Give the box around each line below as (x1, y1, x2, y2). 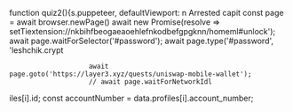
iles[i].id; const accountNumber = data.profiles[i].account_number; (9, 93, 254, 103)
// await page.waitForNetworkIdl (88, 78, 213, 86)
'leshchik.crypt (9, 45, 64, 56)
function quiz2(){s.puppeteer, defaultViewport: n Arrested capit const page (9, 8, 284, 18)
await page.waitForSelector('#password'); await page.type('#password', (9, 35, 273, 46)
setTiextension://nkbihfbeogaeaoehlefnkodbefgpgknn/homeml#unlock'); (9, 26, 276, 36)
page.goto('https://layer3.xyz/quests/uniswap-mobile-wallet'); (9, 70, 252, 78)
